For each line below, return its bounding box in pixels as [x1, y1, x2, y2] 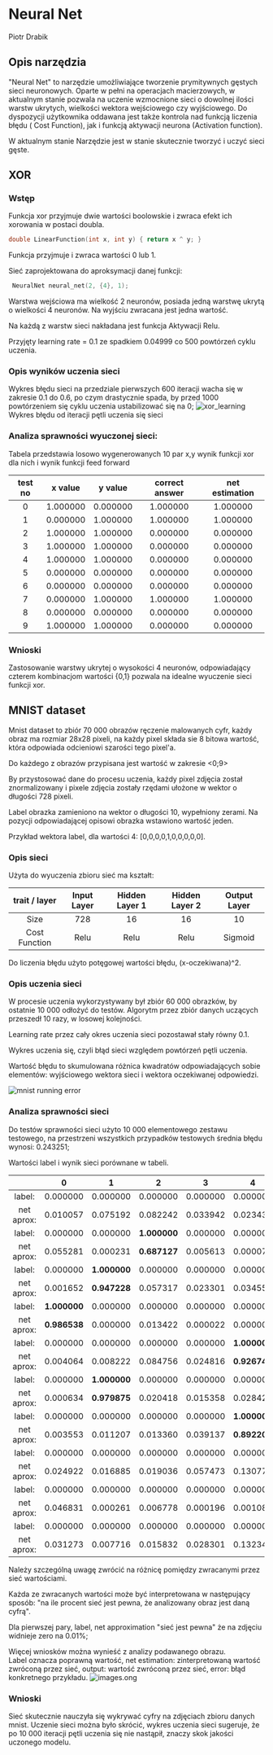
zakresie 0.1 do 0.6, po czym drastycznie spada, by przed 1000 [8, 392, 219, 403]
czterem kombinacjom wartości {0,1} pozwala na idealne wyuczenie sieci [8, 672, 253, 681]
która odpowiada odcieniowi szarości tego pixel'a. [8, 742, 176, 752]
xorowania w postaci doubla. [8, 220, 105, 230]
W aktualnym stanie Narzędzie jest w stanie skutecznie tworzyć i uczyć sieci [8, 136, 266, 146]
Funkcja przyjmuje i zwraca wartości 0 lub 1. [8, 250, 157, 260]
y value [98, 482, 128, 493]
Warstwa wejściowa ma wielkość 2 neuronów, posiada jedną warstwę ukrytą [8, 296, 265, 306]
